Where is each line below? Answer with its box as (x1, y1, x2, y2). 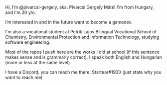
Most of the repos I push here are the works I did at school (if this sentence (5, 49, 160, 55)
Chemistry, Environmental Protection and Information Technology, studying (5, 34, 160, 40)
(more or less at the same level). (5, 60, 71, 65)
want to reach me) (5, 75, 43, 80)
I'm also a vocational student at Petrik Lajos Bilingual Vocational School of (5, 29, 157, 34)
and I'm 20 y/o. (5, 9, 36, 15)
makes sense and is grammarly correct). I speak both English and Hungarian (5, 54, 163, 60)
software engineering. (5, 39, 51, 45)
